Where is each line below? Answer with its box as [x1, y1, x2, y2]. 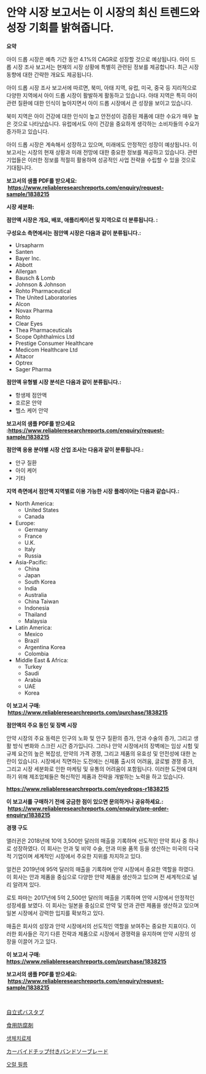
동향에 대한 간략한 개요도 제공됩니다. [6, 71, 93, 78]
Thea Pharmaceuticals [15, 326, 72, 334]
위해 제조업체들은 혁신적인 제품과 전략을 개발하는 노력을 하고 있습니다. [17, 773, 185, 780]
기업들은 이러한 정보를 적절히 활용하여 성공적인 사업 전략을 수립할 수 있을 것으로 [6, 156, 196, 164]
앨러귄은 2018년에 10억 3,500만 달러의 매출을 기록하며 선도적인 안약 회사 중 [6, 837, 188, 844]
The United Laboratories [15, 293, 77, 301]
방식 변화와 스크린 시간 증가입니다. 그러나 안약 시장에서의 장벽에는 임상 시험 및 [12, 742, 199, 749]
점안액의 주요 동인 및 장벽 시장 [6, 721, 78, 729]
